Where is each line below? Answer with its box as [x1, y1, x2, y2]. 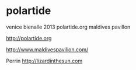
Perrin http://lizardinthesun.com [6, 57, 83, 64]
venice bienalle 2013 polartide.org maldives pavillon [6, 23, 131, 30]
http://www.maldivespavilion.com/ [6, 45, 89, 53]
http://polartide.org [6, 34, 52, 41]
